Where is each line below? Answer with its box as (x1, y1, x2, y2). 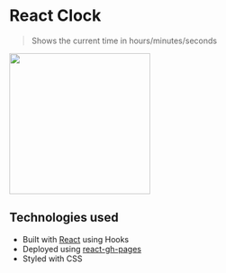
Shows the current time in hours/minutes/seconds (31, 35, 218, 46)
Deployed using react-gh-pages (22, 243, 142, 254)
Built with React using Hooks (22, 233, 129, 244)
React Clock (9, 5, 102, 26)
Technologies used (9, 210, 119, 225)
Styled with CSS (22, 253, 83, 264)
